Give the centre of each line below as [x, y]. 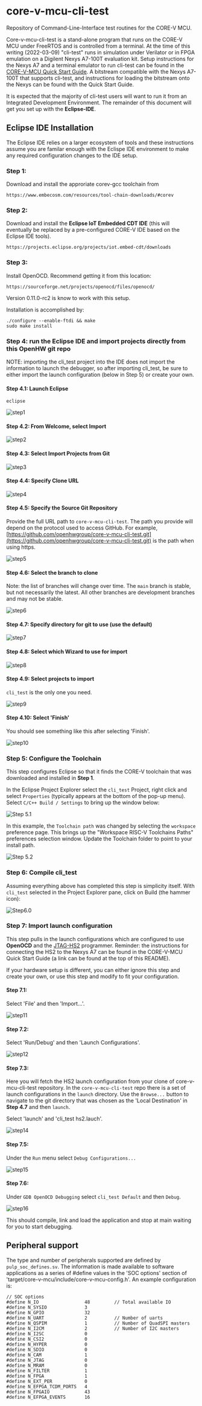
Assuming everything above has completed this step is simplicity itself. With [100, 886]
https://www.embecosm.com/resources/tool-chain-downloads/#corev [90, 195]
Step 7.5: [17, 1145]
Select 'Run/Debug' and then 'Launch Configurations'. [73, 1043]
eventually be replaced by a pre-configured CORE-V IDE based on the [93, 230]
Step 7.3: [17, 1068]
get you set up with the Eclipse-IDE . [51, 109]
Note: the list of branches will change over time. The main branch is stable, [99, 586]
